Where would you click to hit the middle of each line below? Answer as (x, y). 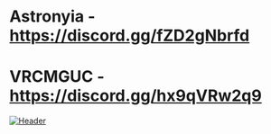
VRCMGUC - (57, 77)
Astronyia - (52, 17)
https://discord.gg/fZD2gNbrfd (130, 36)
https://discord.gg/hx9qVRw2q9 (135, 96)
